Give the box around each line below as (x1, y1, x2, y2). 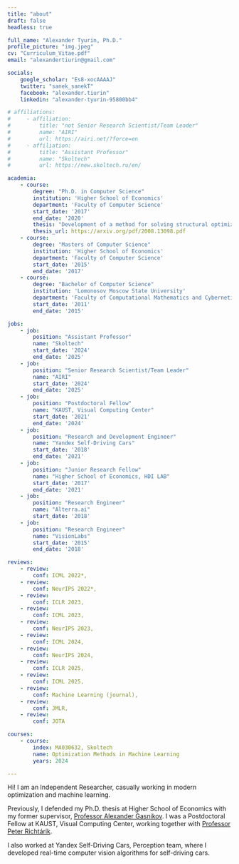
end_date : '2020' (33, 215, 84, 222)
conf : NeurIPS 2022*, (33, 585, 97, 592)
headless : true (7, 24, 53, 31)
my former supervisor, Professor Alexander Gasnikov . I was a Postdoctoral (7, 812, 225, 820)
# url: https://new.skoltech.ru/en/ (7, 162, 142, 169)
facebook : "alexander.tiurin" (20, 89, 110, 96)
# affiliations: (7, 108, 55, 116)
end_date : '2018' (33, 546, 84, 553)
